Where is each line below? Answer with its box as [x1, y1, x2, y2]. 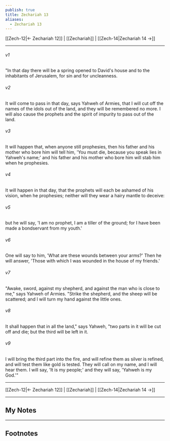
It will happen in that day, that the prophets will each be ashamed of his [5, 187, 154, 193]
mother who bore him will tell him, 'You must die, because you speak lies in [5, 149, 162, 155]
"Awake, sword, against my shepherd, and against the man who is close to [5, 285, 160, 291]
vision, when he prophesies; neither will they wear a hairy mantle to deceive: [5, 193, 165, 199]
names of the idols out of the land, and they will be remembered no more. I [5, 105, 161, 112]
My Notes [5, 406, 37, 415]
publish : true [5, 7, 35, 13]
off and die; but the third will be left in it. [5, 328, 89, 335]
